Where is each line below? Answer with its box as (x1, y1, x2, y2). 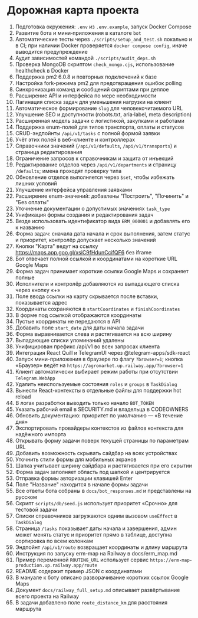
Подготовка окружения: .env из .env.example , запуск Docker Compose (15, 23, 192, 30)
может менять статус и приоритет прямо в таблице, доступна (15, 531, 173, 538)
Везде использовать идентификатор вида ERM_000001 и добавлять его (15, 217, 190, 224)
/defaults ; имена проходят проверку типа (15, 167, 122, 174)
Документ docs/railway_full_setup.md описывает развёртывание (15, 586, 180, 593)
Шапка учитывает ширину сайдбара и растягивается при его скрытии (15, 462, 192, 469)
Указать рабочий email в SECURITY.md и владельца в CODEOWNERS (15, 406, 189, 413)
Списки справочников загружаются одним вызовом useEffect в (15, 512, 177, 519)
